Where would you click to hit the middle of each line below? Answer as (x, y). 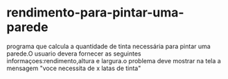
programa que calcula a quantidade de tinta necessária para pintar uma (108, 46)
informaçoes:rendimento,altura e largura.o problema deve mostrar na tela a (114, 60)
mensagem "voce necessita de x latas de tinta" (74, 68)
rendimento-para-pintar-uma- (95, 13)
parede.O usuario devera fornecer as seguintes (74, 54)
